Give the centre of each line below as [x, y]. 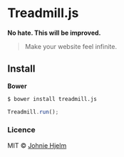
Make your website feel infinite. [71, 46]
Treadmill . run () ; [33, 112]
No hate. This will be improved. [54, 33]
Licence [21, 130]
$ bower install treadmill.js [52, 99]
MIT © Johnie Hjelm [37, 145]
